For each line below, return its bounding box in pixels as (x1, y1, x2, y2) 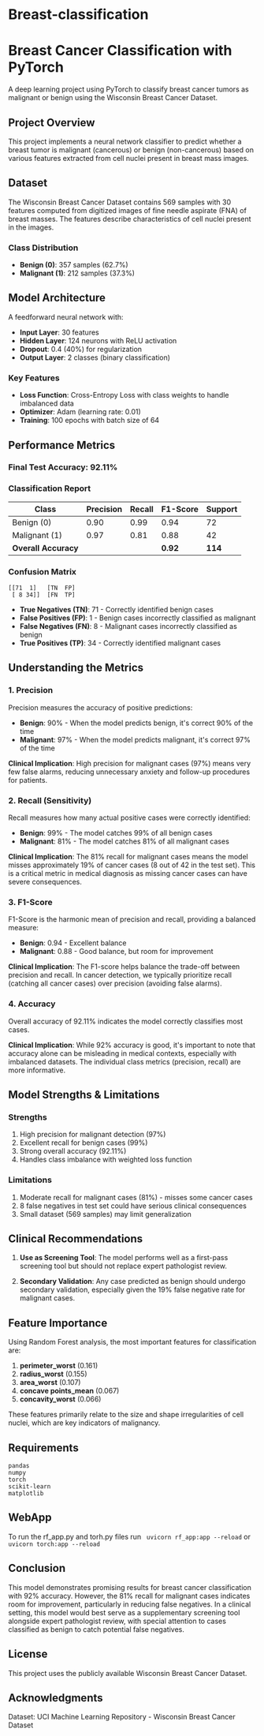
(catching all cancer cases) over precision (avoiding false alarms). (8, 978, 222, 988)
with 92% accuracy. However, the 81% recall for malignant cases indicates (8, 1591, 251, 1600)
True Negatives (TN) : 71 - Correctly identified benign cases (19, 605, 214, 615)
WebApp (8, 1511, 52, 1525)
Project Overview (8, 116, 95, 129)
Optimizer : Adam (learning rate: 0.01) (19, 407, 142, 417)
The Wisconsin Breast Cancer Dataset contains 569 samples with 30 (8, 197, 232, 207)
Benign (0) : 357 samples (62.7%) (19, 260, 128, 270)
